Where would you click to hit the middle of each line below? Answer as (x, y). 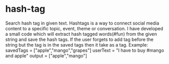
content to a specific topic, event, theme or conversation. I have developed (84, 28)
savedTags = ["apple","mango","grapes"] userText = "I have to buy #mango (85, 50)
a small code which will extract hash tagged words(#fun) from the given (81, 34)
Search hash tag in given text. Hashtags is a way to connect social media (82, 23)
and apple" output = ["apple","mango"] (46, 56)
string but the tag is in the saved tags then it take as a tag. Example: (77, 45)
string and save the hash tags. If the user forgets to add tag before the (79, 39)
